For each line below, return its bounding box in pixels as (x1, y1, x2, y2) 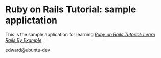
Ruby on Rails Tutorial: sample (5, 4, 136, 15)
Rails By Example (5, 37, 42, 43)
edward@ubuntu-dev (5, 47, 50, 53)
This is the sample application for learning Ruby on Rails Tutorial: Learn (5, 31, 156, 37)
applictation (5, 14, 58, 26)
